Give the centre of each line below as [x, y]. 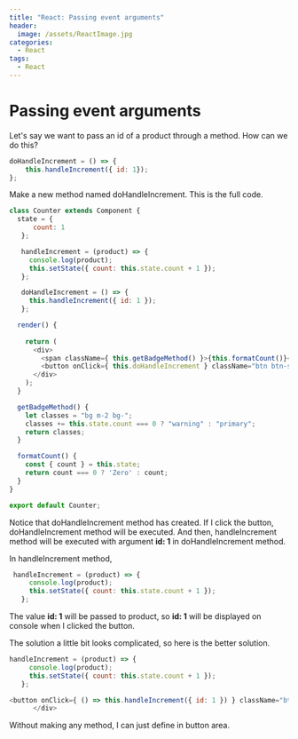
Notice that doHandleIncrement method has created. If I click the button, [141, 522]
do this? [24, 145]
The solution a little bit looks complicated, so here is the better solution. [140, 643]
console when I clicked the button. [72, 626]
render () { [37, 325]
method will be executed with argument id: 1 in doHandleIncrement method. [148, 541]
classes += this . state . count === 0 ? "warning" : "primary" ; [141, 424]
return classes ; [55, 432]
